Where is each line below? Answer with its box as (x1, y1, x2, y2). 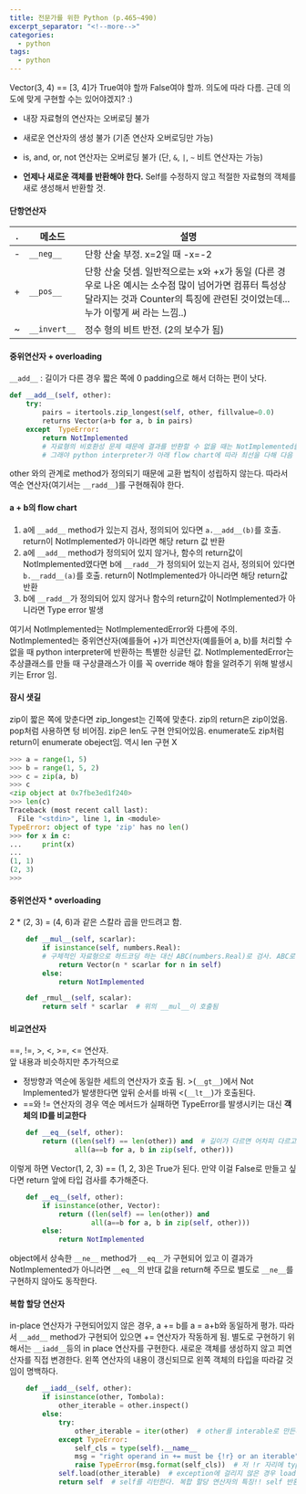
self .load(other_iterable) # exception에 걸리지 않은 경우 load (57, 1469, 296, 1478)
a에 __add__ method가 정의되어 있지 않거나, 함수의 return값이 (22, 547, 243, 558)
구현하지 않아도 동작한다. (9, 1276, 97, 1287)
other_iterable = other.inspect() (57, 1401, 189, 1411)
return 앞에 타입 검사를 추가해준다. (25, 1174, 148, 1185)
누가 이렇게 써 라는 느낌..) (85, 307, 188, 320)
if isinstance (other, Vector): (42, 1201, 161, 1210)
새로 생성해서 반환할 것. (22, 183, 107, 193)
